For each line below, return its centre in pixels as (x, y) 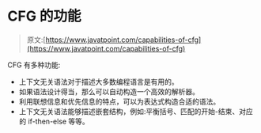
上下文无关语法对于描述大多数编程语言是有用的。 (98, 82)
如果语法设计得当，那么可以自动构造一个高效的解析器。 (109, 91)
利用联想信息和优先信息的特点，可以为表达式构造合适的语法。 (119, 101)
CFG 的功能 (44, 16)
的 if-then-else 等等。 (54, 121)
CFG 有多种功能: (34, 65)
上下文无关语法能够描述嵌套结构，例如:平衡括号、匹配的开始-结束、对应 (136, 111)
